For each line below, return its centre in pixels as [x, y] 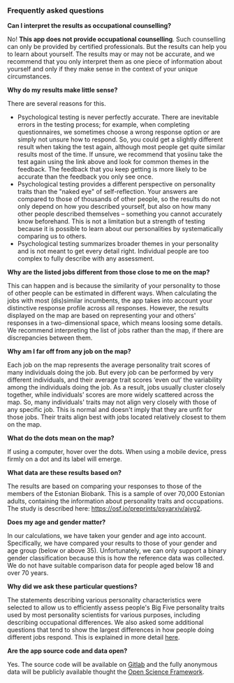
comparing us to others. [52, 236]
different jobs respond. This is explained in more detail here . [94, 637]
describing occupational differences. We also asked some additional [105, 623]
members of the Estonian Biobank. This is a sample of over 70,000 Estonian [116, 494]
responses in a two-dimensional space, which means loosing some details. [115, 323]
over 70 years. [28, 573]
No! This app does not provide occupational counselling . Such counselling [116, 39]
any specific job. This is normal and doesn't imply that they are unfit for [110, 410]
